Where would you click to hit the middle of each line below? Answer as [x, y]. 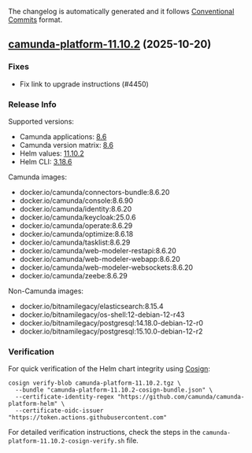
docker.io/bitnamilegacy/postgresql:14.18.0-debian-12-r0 [111, 322]
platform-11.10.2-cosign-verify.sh [67, 441]
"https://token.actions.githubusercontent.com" [88, 418]
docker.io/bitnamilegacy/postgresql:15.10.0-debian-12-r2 [111, 331]
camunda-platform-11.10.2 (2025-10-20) [110, 44]
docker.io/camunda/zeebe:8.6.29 [73, 275]
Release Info [32, 104]
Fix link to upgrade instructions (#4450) [84, 84]
